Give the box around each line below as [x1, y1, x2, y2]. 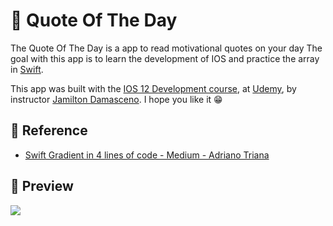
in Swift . [10, 63, 44, 75]
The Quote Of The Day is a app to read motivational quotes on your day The [10, 42, 323, 54]
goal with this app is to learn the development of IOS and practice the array [10, 52, 320, 64]
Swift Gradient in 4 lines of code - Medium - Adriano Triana [24, 149, 270, 161]
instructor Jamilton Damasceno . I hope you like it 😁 [10, 93, 223, 105]
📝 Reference [10, 122, 88, 139]
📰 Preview [10, 178, 74, 195]
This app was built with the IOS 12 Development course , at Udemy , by [10, 82, 297, 94]
